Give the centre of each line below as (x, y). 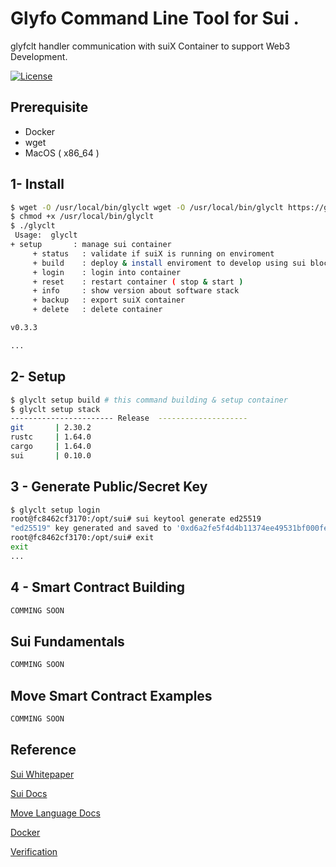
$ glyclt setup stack (55, 409)
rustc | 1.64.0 (51, 437)
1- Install (37, 184)
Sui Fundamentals (67, 641)
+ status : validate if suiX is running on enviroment (153, 253)
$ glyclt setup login (55, 510)
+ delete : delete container (97, 310)
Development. (39, 56)
